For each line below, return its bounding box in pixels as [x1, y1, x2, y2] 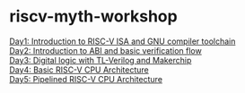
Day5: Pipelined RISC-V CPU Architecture [9, 73, 163, 84]
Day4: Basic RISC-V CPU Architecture [9, 64, 150, 75]
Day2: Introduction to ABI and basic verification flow [9, 45, 202, 55]
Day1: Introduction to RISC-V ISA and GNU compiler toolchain [9, 36, 236, 46]
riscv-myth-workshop [9, 6, 178, 27]
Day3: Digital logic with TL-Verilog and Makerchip [9, 55, 192, 65]
